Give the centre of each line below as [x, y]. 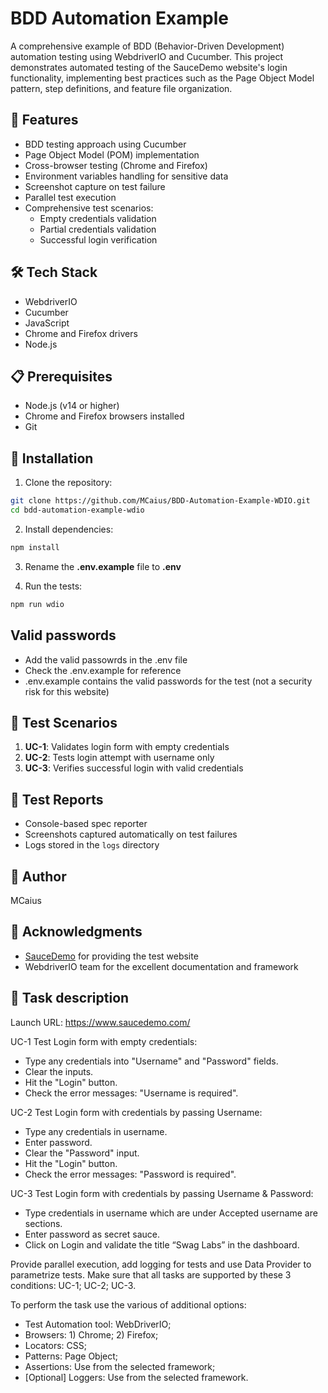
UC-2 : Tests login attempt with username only [119, 758]
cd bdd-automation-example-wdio [77, 510]
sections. [43, 1223]
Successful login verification [98, 239]
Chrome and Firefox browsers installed [104, 416]
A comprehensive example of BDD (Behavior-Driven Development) [147, 46]
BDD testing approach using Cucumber [105, 144]
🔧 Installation [52, 458]
